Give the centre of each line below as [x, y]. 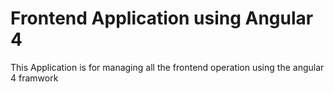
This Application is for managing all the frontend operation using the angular [167, 67]
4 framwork [34, 78]
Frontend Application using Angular [162, 18]
